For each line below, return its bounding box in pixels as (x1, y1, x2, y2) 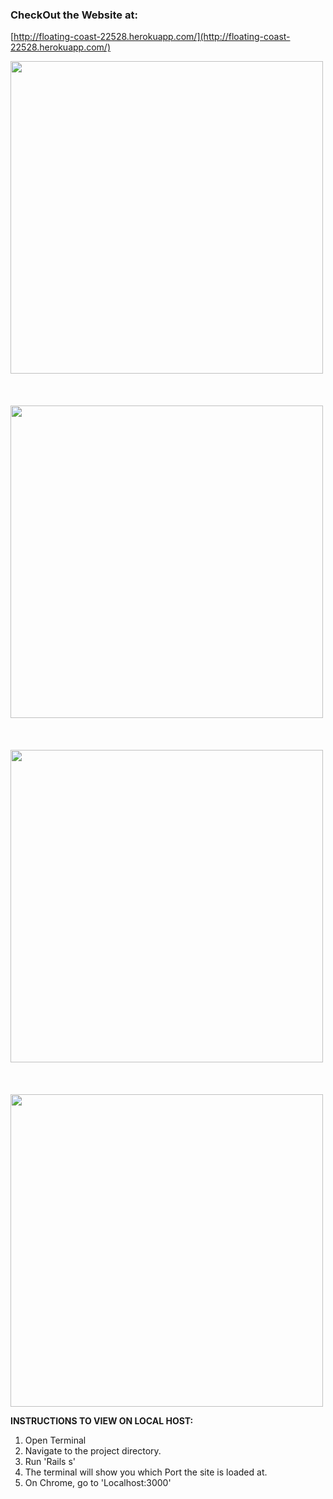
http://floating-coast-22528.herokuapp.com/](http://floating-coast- (13, 31, 291, 43)
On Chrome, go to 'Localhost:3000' (24, 1477, 172, 1489)
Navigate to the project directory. (24, 1445, 162, 1457)
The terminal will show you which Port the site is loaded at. (24, 1466, 268, 1478)
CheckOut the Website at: (10, 8, 138, 22)
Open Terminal (24, 1434, 87, 1447)
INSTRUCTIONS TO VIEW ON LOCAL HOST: (10, 1415, 194, 1427)
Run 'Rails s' (24, 1456, 76, 1468)
